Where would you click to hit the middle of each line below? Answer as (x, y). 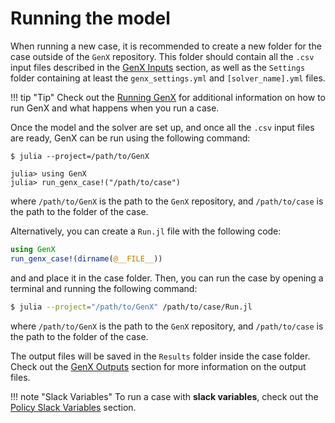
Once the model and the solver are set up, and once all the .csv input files (162, 127)
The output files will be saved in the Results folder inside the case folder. (160, 356)
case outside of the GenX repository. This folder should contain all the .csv (162, 56)
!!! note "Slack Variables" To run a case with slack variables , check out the (164, 396)
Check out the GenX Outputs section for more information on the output (158, 366)
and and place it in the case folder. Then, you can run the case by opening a (167, 278)
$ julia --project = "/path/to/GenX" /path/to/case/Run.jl (131, 307)
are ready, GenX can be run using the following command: (130, 138)
